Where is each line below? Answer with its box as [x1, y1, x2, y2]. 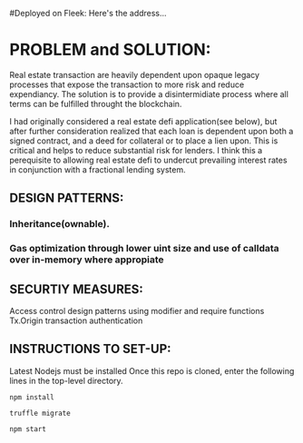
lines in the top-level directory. [9, 375, 124, 386]
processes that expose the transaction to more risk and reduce [9, 79, 245, 90]
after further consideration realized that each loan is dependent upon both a [9, 125, 294, 136]
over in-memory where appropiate [9, 253, 165, 266]
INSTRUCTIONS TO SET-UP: [9, 341, 171, 357]
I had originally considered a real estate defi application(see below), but [9, 115, 278, 126]
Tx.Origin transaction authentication [9, 315, 143, 326]
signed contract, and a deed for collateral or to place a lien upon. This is [9, 135, 279, 146]
